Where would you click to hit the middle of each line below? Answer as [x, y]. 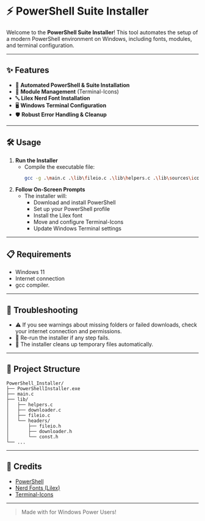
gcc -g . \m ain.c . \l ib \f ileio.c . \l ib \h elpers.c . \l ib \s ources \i [109, 178]
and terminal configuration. [40, 45]
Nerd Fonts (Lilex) [38, 488]
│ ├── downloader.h [39, 431]
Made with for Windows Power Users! [69, 512]
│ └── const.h [33, 437]
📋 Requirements [39, 254]
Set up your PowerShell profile [72, 209]
